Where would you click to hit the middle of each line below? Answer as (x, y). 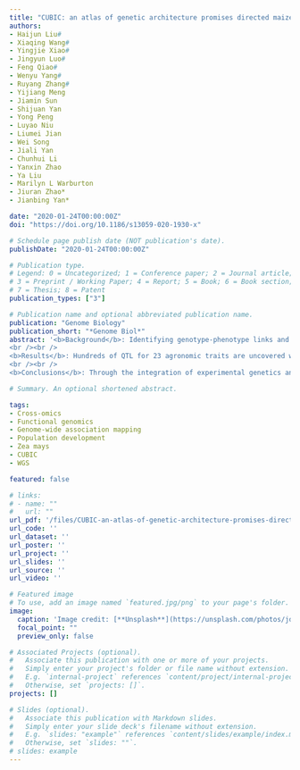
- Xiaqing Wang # (39, 42)
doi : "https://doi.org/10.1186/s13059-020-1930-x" (105, 224)
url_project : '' (39, 553)
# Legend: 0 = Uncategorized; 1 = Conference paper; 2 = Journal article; (151, 273)
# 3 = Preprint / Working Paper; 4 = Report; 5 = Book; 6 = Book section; (151, 282)
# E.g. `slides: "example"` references (87, 735)
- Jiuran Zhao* (37, 192)
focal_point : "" (47, 628)
